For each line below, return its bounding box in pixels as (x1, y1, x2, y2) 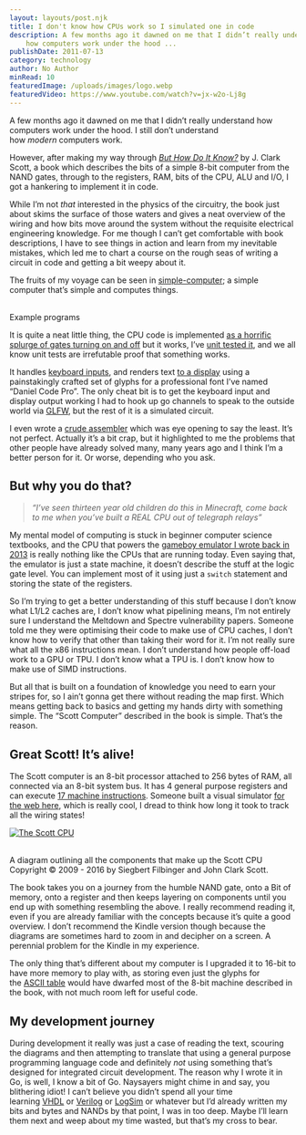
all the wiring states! (9, 809, 85, 821)
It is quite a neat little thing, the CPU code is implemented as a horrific (9, 329, 271, 340)
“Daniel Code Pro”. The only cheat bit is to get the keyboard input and (9, 385, 270, 397)
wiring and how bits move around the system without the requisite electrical (9, 218, 294, 229)
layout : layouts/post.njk (9, 13, 107, 23)
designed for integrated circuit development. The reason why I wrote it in (9, 1067, 283, 1078)
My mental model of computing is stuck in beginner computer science (9, 530, 273, 541)
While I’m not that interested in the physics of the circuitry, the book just (9, 198, 280, 210)
